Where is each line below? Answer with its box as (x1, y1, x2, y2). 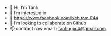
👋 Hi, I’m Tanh (9, 5, 38, 10)
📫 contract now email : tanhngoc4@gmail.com (9, 26, 106, 31)
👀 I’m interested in (9, 10, 47, 16)
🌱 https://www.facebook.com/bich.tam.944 (9, 15, 99, 20)
